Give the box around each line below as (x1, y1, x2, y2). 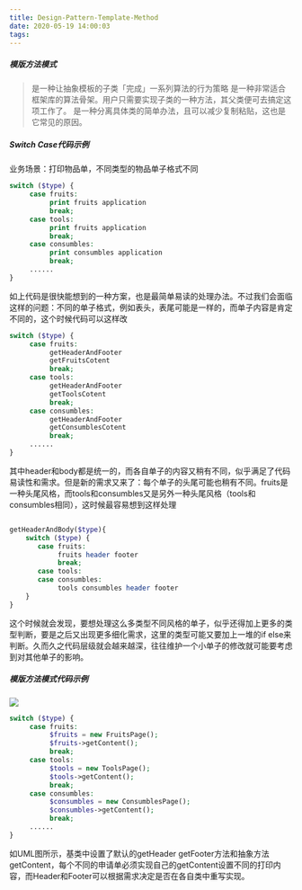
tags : (9, 30, 30, 39)
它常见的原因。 (31, 117, 87, 128)
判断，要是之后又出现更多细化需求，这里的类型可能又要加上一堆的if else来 (16, 628, 292, 639)
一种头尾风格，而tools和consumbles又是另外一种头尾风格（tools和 (9, 487, 256, 499)
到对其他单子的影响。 (9, 651, 88, 662)
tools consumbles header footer (57, 583, 179, 593)
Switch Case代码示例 (9, 138, 90, 149)
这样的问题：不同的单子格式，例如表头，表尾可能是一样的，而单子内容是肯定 (9, 302, 293, 313)
